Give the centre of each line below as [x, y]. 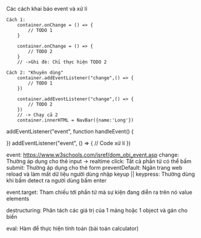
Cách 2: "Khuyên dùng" [35, 72]
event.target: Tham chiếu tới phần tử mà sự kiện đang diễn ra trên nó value [99, 192]
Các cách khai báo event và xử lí [47, 9]
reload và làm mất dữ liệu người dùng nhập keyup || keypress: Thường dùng [101, 174]
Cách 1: [16, 20]
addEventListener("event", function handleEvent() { [70, 131]
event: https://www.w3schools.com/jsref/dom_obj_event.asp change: [93, 155]
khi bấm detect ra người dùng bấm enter [57, 180]
